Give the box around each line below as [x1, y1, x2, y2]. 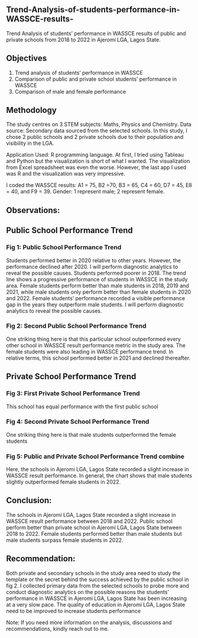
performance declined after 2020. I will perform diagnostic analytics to [6, 263, 178, 270]
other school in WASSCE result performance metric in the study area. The [6, 341, 186, 349]
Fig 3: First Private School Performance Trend [6, 389, 140, 398]
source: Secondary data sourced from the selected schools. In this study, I [6, 127, 188, 134]
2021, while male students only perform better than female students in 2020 [6, 288, 191, 296]
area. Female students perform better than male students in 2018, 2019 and [6, 282, 189, 289]
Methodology [6, 105, 57, 115]
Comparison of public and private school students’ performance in [14, 75, 177, 82]
